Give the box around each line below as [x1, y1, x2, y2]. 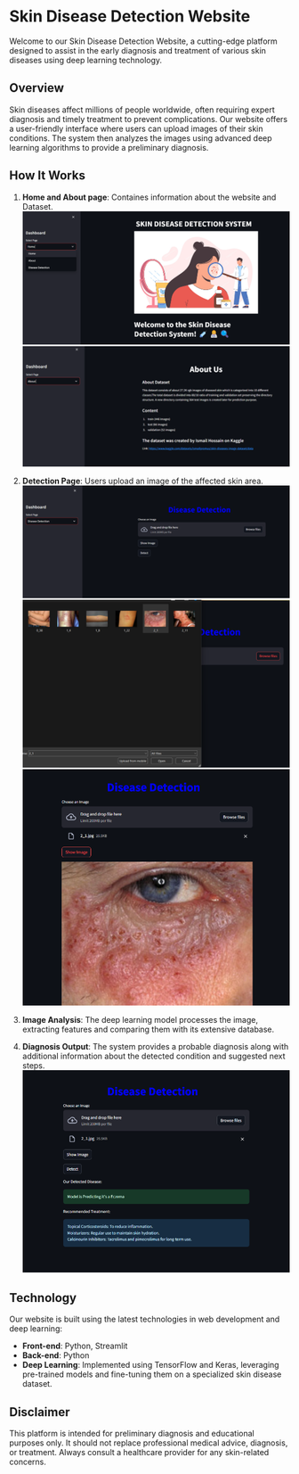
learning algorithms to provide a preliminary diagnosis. [9, 142, 209, 152]
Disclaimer [9, 1404, 70, 1420]
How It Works [9, 168, 86, 184]
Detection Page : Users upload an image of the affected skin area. [21, 475, 264, 487]
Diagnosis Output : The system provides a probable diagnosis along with [21, 1041, 289, 1051]
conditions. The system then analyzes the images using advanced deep [9, 132, 273, 144]
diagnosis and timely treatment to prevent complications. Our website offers [9, 113, 287, 124]
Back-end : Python [21, 1350, 90, 1361]
